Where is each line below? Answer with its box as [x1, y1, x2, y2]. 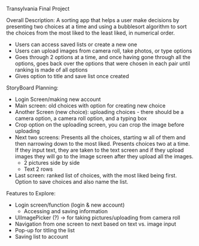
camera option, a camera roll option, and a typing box [14, 115, 148, 122]
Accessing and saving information [23, 208, 108, 214]
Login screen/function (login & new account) [14, 201, 125, 208]
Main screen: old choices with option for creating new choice [14, 102, 166, 109]
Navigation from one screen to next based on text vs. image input [14, 220, 176, 227]
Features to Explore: [6, 190, 56, 196]
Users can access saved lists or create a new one [14, 41, 137, 48]
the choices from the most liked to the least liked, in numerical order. [6, 29, 175, 36]
